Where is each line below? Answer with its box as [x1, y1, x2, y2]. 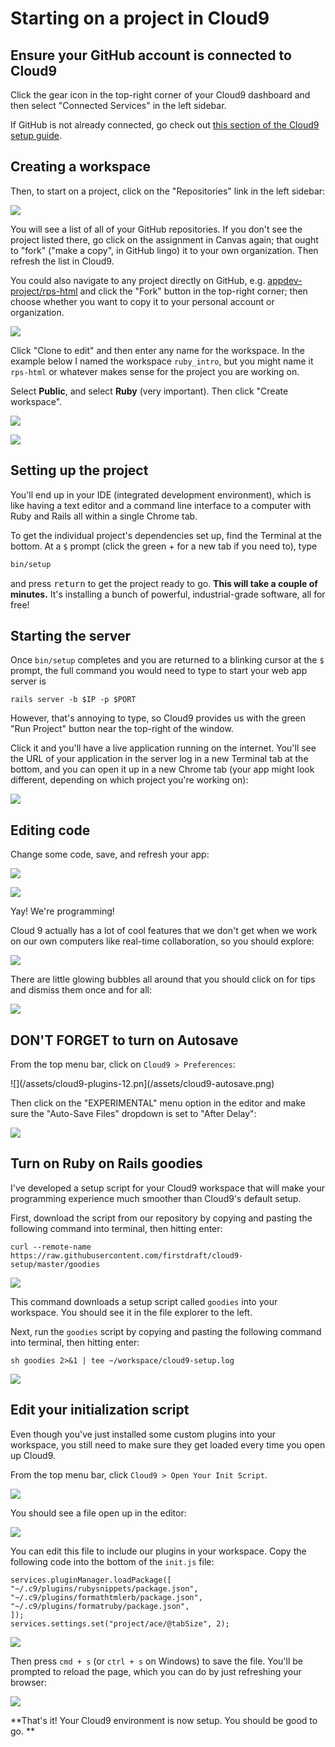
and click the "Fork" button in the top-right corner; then [79, 285, 308, 297]
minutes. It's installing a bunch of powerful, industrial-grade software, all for [10, 588, 326, 600]
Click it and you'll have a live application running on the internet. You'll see [10, 742, 317, 754]
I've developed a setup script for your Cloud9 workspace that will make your [10, 1182, 325, 1194]
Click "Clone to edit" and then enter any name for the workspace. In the [10, 344, 306, 356]
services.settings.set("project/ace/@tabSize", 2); [10, 1618, 230, 1629]
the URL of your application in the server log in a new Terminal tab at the [10, 753, 309, 765]
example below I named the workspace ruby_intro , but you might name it [10, 355, 314, 367]
